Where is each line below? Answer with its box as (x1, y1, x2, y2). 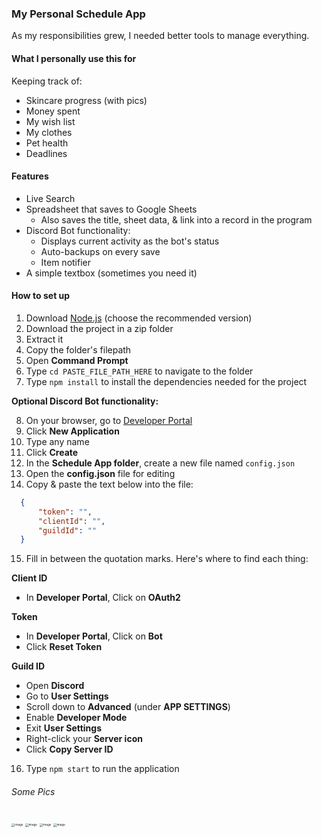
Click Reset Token (25, 641, 103, 653)
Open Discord (25, 680, 85, 692)
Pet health (25, 137, 69, 149)
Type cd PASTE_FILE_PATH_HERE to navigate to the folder (25, 365, 254, 377)
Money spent (25, 105, 81, 117)
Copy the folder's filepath (25, 343, 132, 356)
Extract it (25, 333, 64, 345)
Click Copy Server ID (25, 743, 114, 756)
